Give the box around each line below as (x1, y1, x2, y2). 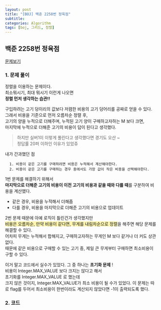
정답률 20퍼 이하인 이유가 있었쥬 (16, 141, 79, 146)
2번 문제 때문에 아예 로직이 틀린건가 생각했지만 (5, 215, 93, 221)
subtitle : (5, 16, 25, 21)
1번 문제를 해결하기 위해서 (5, 176, 54, 182)
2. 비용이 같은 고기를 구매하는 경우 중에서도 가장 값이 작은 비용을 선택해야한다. (9, 167, 149, 172)
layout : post (5, 7, 32, 12)
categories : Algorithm (5, 20, 51, 26)
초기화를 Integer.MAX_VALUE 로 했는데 (5, 274, 80, 280)
